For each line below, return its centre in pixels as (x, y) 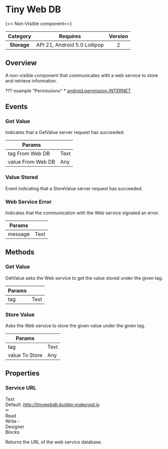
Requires (70, 36)
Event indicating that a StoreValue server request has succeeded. (74, 188)
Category (20, 36)
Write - (13, 421)
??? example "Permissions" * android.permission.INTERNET (68, 91)
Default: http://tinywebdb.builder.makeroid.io (52, 405)
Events (17, 107)
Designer (15, 426)
